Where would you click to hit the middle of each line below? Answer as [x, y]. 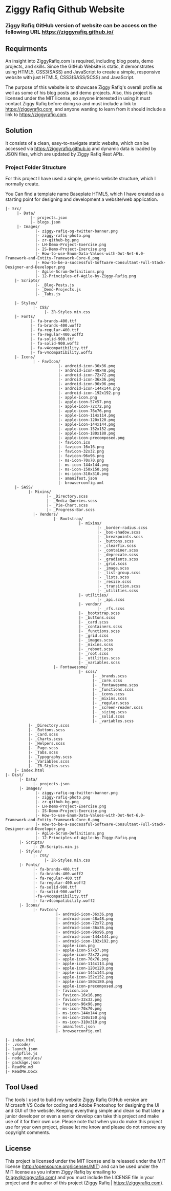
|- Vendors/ [45, 515]
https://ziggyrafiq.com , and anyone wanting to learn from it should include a [85, 109]
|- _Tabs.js [48, 294]
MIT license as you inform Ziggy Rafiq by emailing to [61, 1171]
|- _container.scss [118, 551]
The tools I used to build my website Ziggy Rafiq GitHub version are [76, 1100]
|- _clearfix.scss [117, 546]
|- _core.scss [108, 681]
